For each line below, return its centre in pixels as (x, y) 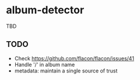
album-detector (45, 10)
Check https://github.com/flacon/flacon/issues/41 (74, 58)
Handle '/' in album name (45, 64)
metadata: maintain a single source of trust (66, 71)
